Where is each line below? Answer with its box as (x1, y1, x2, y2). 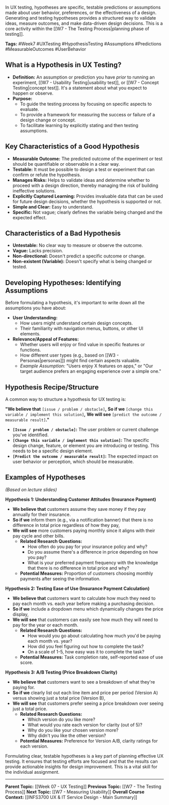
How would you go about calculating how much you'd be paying (27, 632, 161, 639)
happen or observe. (12, 90, 54, 96)
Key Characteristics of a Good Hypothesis (5, 142, 140, 151)
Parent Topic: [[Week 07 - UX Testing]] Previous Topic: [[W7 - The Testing (5, 783, 162, 789)
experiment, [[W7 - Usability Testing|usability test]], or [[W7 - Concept (12, 79, 159, 85)
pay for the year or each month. (12, 622, 79, 628)
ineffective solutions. (12, 187, 56, 193)
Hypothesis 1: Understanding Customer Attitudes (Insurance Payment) (5, 496, 156, 502)
